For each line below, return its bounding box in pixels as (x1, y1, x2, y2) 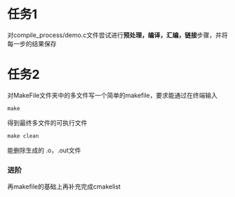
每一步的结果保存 (7, 39, 57, 48)
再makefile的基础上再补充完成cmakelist (7, 182, 121, 191)
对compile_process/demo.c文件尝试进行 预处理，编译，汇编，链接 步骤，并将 (7, 31, 228, 39)
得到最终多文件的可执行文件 (7, 118, 88, 126)
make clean (7, 132, 39, 140)
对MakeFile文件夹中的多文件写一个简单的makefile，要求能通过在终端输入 (7, 91, 218, 99)
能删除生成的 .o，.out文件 (7, 146, 81, 154)
